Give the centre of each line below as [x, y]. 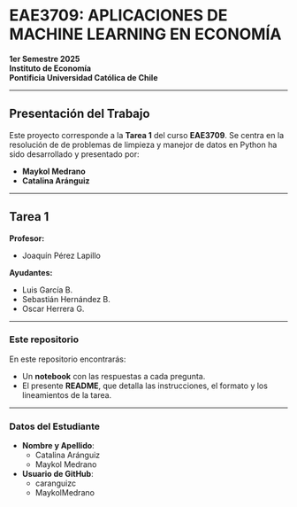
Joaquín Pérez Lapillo [61, 255]
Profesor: [27, 238]
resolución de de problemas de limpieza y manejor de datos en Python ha [143, 144]
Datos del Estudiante [54, 426]
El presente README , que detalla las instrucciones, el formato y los [145, 386]
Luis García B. [47, 290]
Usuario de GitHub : [58, 474]
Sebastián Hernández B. [66, 299]
